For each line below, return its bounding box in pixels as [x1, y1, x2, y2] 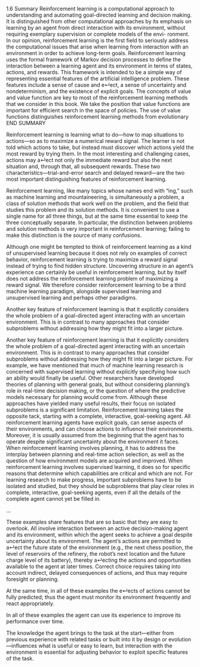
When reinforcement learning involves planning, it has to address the [6, 444, 176, 451]
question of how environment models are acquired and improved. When [6, 457, 183, 464]
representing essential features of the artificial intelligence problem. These [6, 75, 190, 82]
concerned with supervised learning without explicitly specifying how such [6, 368, 191, 375]
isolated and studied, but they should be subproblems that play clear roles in [6, 483, 195, 489]
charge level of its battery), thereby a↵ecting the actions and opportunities [6, 556, 191, 564]
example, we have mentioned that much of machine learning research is [6, 362, 184, 368]
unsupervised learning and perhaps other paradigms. [6, 294, 137, 301]
